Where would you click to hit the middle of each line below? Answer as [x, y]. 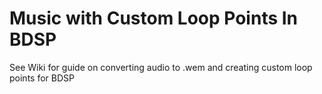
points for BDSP [42, 78]
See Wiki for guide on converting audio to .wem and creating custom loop [161, 67]
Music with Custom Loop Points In [154, 18]
